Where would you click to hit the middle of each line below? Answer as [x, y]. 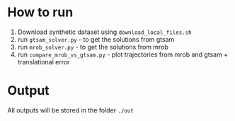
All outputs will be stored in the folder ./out [71, 110]
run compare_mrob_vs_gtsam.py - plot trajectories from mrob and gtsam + [123, 54]
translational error [44, 62]
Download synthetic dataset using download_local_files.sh [105, 32]
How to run [40, 12]
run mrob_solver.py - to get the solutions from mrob [93, 47]
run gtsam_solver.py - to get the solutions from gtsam [96, 39]
